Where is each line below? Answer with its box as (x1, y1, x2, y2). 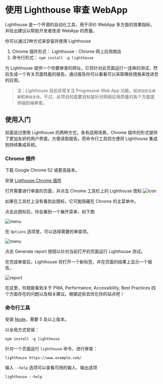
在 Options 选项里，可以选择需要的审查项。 (5, 228, 91, 235)
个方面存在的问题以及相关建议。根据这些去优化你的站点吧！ (5, 291, 125, 297)
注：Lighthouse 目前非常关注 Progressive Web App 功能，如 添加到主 (17, 88, 152, 93)
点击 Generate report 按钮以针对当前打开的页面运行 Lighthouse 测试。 (5, 248, 145, 254)
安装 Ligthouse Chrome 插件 (5, 178, 62, 183)
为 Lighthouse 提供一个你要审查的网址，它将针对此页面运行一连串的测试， (5, 65, 154, 71)
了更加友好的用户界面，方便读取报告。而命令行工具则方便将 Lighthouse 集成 (5, 136, 158, 141)
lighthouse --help (5, 375, 42, 380)
